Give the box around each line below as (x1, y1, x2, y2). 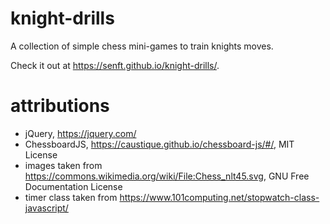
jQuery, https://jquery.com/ (24, 127, 137, 139)
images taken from (24, 159, 103, 171)
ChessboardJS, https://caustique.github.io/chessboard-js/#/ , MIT (24, 138, 295, 150)
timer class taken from (24, 191, 118, 203)
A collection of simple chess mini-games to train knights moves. (10, 40, 274, 52)
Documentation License (24, 180, 123, 192)
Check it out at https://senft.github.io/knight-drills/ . (10, 59, 220, 71)
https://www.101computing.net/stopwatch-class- (119, 191, 320, 203)
